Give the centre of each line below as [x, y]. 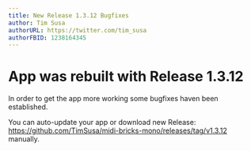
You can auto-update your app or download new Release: [102, 123]
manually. [24, 139]
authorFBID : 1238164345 [48, 38]
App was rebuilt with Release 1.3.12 [126, 77]
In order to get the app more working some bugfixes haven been [114, 99]
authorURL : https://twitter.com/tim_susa [78, 30]
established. [28, 107]
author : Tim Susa [37, 23]
